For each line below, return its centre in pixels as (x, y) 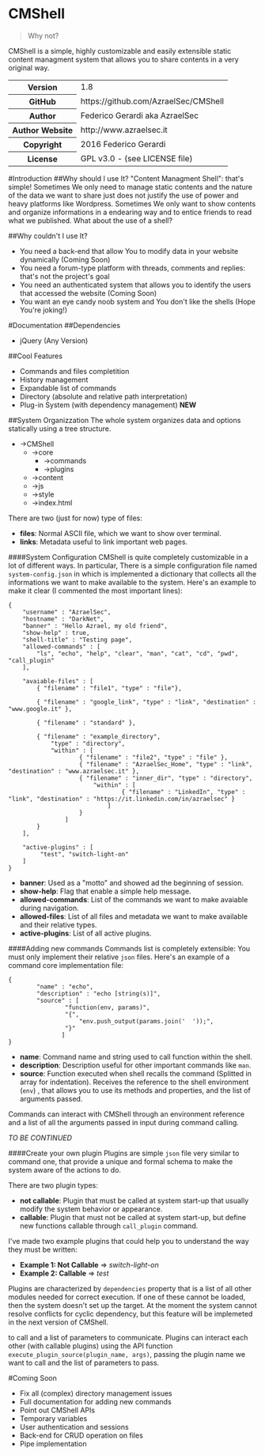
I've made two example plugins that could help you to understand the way (129, 1241)
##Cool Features (36, 356)
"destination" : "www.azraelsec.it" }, (74, 771)
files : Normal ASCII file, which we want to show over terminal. (120, 533)
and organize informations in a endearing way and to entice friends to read (130, 212)
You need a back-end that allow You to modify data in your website (129, 251)
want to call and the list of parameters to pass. (84, 1362)
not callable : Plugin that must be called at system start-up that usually (134, 1200)
